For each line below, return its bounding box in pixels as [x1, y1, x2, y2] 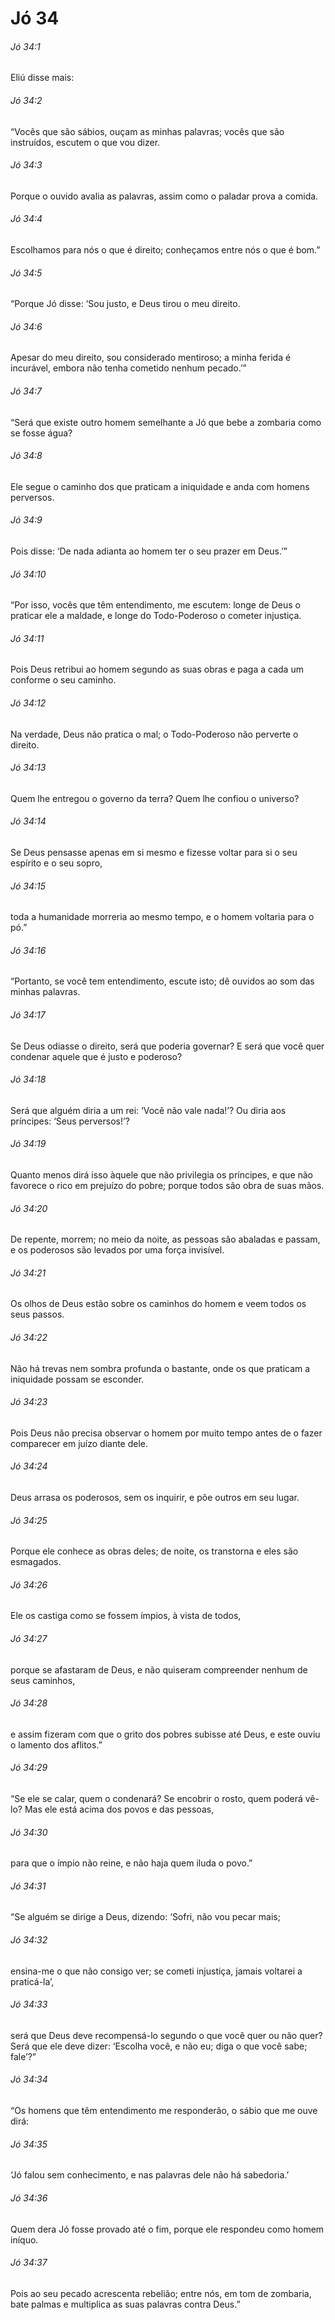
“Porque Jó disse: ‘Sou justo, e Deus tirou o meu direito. [10, 298, 241, 310]
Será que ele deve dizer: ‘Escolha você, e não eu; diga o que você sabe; [10, 2040, 308, 2052]
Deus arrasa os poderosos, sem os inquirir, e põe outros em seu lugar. [10, 1492, 300, 1504]
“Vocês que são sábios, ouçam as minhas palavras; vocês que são [10, 125, 285, 137]
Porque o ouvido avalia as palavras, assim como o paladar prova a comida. [10, 190, 319, 202]
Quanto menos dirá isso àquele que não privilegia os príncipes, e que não [10, 1169, 314, 1181]
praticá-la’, [10, 1975, 55, 1987]
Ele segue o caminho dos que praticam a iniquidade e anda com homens [10, 480, 310, 492]
